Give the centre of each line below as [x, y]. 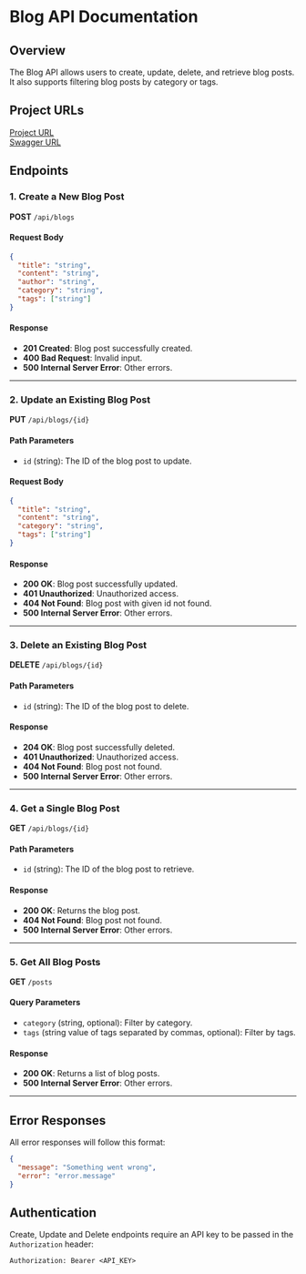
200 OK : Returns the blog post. [82, 910]
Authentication [53, 1213]
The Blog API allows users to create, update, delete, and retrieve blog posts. [152, 72]
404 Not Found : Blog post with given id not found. [117, 604]
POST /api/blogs [42, 217]
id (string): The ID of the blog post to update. [107, 461]
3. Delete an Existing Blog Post [78, 646]
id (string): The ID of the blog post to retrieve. [108, 869]
